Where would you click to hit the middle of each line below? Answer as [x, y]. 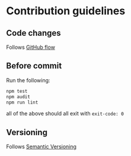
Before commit [34, 66]
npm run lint [22, 102]
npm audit [18, 96]
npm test [17, 91]
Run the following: [28, 80]
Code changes [33, 33]
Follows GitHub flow [31, 47]
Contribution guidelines [66, 11]
